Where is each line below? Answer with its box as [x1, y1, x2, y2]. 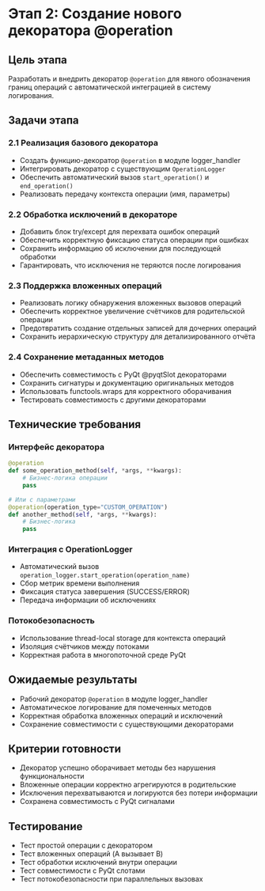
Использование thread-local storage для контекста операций [19, 633, 226, 643]
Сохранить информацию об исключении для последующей [19, 243, 221, 253]
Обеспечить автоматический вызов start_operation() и [19, 172, 210, 182]
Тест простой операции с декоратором [19, 840, 153, 851]
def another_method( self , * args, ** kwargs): [8, 510, 157, 518]
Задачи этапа [8, 114, 79, 127]
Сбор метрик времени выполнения [19, 578, 140, 588]
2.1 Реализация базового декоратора [8, 138, 159, 149]
